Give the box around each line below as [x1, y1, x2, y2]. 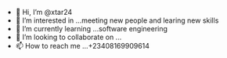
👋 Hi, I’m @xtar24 [15, 8, 73, 16]
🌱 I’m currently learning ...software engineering [15, 24, 168, 33]
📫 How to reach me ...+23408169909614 [15, 42, 150, 50]
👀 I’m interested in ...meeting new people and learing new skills [15, 16, 219, 25]
